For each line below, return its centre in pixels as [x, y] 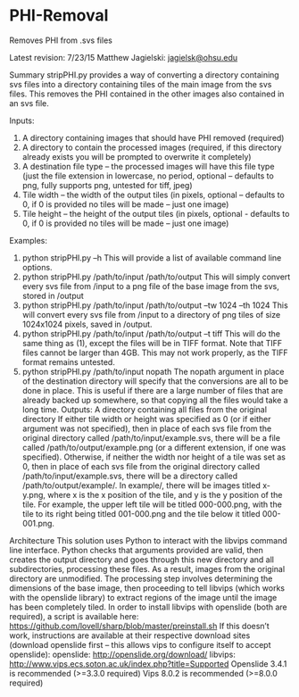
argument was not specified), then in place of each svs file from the [147, 428]
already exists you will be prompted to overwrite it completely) [137, 156]
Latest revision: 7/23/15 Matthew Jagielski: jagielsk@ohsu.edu [124, 57]
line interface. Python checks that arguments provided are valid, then [136, 550]
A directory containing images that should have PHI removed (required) [153, 137]
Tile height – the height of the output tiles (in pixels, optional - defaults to [156, 213]
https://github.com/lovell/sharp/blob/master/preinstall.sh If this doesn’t [139, 626]
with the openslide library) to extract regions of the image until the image [143, 597]
